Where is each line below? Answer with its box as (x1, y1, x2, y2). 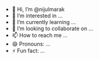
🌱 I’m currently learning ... (11, 19, 76, 25)
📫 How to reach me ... (11, 32, 68, 39)
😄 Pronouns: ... (11, 40, 51, 48)
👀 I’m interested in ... (11, 12, 63, 19)
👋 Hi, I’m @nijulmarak (11, 6, 65, 13)
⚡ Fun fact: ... (11, 47, 45, 54)
